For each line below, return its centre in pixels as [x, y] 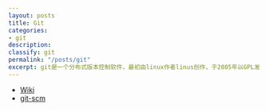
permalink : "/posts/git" [49, 60]
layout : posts [32, 15]
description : [30, 45]
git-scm [33, 98]
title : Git [26, 23]
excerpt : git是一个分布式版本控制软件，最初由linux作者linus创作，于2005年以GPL [132, 67]
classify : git [32, 52]
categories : [28, 30]
